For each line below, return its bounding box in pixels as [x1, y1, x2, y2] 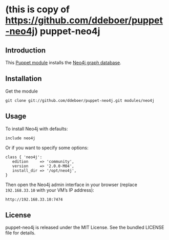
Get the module [5, 88, 38, 94]
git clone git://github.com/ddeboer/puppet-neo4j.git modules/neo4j [5, 98, 155, 103]
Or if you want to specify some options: [5, 144, 89, 151]
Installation [5, 75, 42, 83]
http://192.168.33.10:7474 [5, 197, 63, 202]
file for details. [5, 230, 36, 236]
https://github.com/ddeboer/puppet [5, 14, 163, 26]
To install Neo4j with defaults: [5, 125, 68, 132]
